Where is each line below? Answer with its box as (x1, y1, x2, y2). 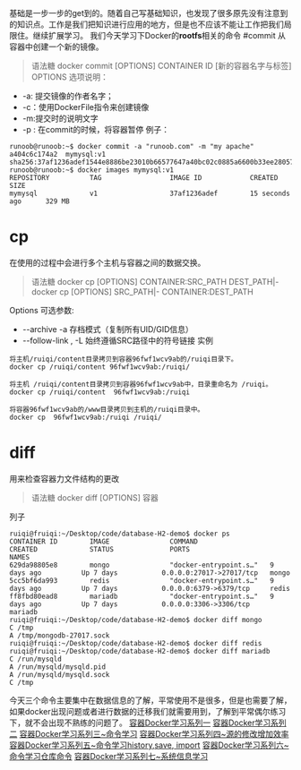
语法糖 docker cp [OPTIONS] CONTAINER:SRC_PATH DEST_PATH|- (30, 276, 279, 287)
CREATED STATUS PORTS (9, 544, 191, 553)
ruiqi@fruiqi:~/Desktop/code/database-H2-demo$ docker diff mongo (9, 615, 262, 624)
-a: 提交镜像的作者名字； (21, 90, 115, 101)
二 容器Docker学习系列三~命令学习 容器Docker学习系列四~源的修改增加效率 (9, 728, 289, 739)
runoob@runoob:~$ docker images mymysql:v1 (9, 166, 175, 175)
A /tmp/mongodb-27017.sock (9, 630, 110, 640)
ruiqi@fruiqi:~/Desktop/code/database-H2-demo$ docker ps (9, 529, 230, 538)
